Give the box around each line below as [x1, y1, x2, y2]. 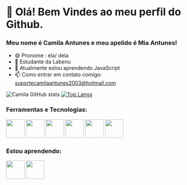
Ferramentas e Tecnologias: [6, 106, 88, 114]
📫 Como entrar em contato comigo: [14, 71, 102, 78]
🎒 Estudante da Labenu [14, 58, 72, 65]
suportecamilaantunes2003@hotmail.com [14, 79, 116, 87]
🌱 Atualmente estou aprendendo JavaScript [14, 65, 120, 72]
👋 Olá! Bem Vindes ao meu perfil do [6, 5, 182, 19]
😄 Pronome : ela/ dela [14, 52, 69, 59]
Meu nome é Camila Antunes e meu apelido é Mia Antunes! [6, 39, 178, 47]
